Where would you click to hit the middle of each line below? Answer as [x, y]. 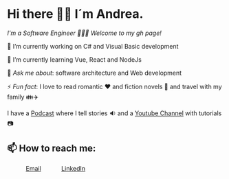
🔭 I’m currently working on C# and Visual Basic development [93, 46]
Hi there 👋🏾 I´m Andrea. [75, 14]
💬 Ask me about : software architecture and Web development [95, 73]
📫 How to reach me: [52, 148]
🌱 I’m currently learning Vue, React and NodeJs [75, 59]
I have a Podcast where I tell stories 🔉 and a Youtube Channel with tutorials [115, 113]
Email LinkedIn [56, 168]
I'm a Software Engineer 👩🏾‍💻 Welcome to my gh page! [84, 33]
